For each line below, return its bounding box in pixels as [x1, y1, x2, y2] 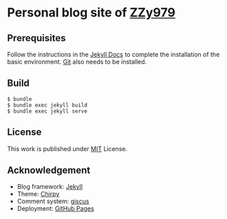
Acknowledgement [7, 165, 91, 176]
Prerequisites [7, 32, 66, 44]
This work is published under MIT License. [7, 144, 128, 152]
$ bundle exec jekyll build [7, 102, 88, 108]
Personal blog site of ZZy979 [7, 5, 175, 21]
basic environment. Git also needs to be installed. [7, 58, 147, 66]
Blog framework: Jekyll [17, 183, 83, 191]
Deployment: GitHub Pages [17, 205, 94, 213]
